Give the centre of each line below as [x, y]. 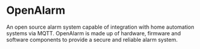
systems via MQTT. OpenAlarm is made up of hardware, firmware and [94, 33]
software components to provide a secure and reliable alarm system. [92, 39]
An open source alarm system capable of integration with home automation [100, 27]
